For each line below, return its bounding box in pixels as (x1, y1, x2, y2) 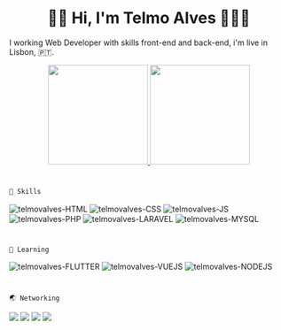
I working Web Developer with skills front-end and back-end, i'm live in (9, 37, 269, 48)
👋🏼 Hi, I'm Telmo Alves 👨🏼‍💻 (47, 8, 251, 28)
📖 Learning (9, 245, 50, 254)
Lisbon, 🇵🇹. (9, 46, 55, 57)
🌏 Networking (9, 294, 60, 303)
